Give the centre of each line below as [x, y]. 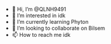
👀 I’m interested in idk [39, 15]
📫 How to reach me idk [41, 35]
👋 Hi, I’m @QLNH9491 [39, 9]
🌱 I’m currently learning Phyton [50, 22]
